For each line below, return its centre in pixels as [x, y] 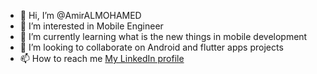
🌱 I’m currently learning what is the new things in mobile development [163, 36]
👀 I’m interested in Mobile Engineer [91, 26]
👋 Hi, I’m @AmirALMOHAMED [80, 15]
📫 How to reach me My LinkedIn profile [102, 58]
